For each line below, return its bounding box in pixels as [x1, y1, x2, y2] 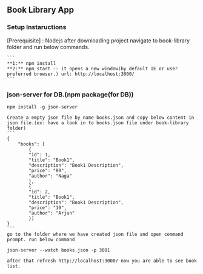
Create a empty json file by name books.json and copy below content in [7, 115, 195, 121]
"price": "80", [28, 167, 67, 173]
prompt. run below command [7, 236, 75, 242]
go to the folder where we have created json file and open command [7, 231, 184, 237]
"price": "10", [28, 204, 67, 211]
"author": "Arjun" [28, 210, 75, 216]
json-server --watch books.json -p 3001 [7, 247, 111, 253]
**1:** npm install [7, 60, 56, 66]
